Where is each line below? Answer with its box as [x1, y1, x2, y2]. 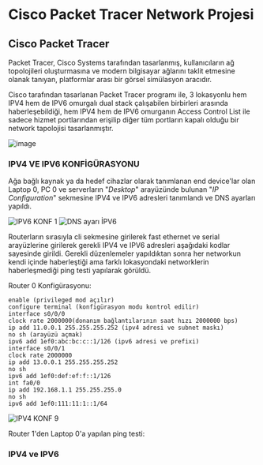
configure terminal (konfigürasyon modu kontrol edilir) [8, 303, 200, 311]
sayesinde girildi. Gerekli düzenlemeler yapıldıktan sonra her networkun [8, 249, 242, 258]
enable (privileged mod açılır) [8, 296, 115, 305]
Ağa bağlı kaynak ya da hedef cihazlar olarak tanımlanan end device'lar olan [8, 176, 256, 186]
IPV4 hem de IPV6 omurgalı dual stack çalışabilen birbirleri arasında [8, 99, 229, 107]
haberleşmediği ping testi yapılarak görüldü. [8, 266, 152, 276]
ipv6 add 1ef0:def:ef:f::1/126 [8, 373, 111, 381]
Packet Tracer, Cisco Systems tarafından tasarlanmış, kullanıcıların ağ [8, 58, 235, 67]
